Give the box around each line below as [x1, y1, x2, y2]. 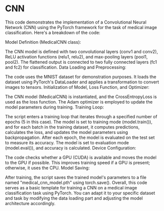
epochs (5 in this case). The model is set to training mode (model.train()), [5, 119, 153, 125]
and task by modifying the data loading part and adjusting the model [5, 195, 143, 201]
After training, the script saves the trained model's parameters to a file [5, 174, 147, 180]
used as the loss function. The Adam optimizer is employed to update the [5, 99, 153, 105]
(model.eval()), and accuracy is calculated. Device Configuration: [5, 145, 136, 151]
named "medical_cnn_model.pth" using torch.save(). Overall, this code [5, 180, 147, 185]
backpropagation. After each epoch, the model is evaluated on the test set [5, 134, 155, 140]
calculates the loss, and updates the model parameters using [5, 129, 128, 135]
